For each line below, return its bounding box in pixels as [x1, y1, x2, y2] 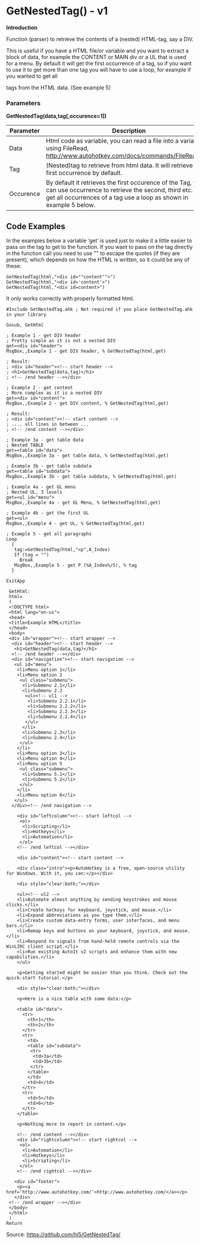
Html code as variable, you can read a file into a [45, 137, 179, 145]
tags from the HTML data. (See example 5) [6, 84, 111, 91]
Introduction [6, 24, 37, 31]
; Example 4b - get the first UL [6, 510, 89, 516]
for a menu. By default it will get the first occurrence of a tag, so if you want [6, 60, 192, 67]
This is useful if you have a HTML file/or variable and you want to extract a [6, 47, 189, 54]
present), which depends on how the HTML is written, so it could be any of [6, 256, 190, 263]
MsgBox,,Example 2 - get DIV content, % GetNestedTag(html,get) [6, 401, 169, 407]
